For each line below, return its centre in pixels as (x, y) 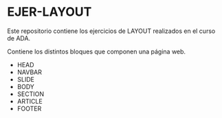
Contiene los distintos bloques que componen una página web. (97, 51)
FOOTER (29, 108)
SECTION (31, 94)
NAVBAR (30, 72)
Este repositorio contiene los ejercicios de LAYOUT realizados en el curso (111, 31)
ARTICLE (30, 101)
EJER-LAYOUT (49, 12)
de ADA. (19, 38)
